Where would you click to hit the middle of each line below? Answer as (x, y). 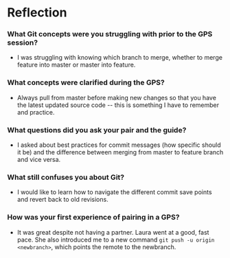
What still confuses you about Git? (66, 177)
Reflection (37, 13)
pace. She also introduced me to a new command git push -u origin (116, 239)
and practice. (36, 112)
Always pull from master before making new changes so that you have (116, 97)
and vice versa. (39, 160)
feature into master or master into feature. (76, 65)
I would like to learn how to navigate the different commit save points (114, 192)
